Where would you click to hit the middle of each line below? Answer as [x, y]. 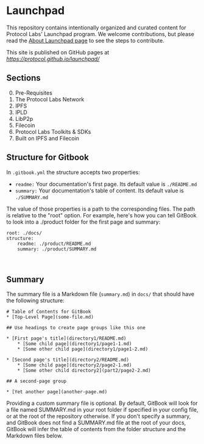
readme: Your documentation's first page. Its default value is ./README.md [106, 184]
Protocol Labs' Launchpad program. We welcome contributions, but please [100, 34]
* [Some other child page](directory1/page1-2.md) [83, 349]
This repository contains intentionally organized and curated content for [97, 27]
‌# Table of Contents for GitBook [49, 312]
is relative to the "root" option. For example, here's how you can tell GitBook [101, 215]
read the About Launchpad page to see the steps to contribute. [85, 40]
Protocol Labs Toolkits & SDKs [53, 131]
